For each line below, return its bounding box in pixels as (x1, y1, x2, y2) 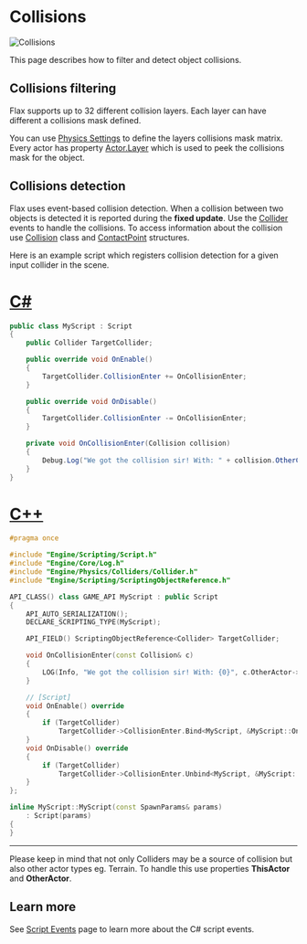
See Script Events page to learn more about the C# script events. (9, 923, 255, 934)
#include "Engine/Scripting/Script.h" (9, 550, 157, 559)
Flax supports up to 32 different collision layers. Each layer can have (9, 105, 267, 116)
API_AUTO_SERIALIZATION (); (26, 610, 129, 619)
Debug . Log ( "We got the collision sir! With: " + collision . (42, 455, 276, 465)
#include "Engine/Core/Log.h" (9, 559, 125, 568)
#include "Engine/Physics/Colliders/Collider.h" (9, 567, 198, 577)
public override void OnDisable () (26, 397, 157, 406)
